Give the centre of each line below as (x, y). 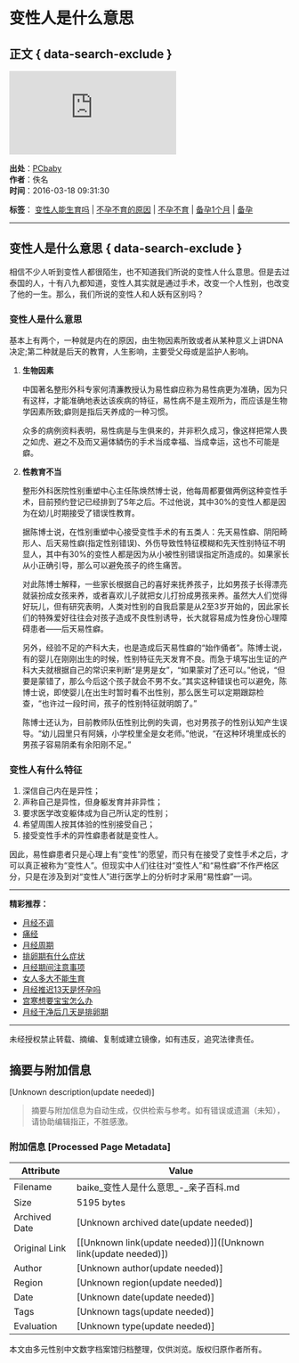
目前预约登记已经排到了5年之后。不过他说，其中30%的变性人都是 (158, 502)
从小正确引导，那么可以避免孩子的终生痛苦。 (104, 566)
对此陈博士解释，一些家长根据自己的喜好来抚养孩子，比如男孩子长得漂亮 (154, 584)
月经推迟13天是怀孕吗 (61, 990)
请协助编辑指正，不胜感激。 (82, 1122)
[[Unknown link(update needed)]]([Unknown (170, 1242)
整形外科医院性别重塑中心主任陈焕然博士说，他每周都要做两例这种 (143, 491)
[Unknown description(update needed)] (82, 1092)
